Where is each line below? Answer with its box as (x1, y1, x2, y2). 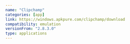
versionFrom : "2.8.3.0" (5, 26, 57, 31)
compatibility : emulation (5, 21, 61, 27)
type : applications (5, 31, 47, 36)
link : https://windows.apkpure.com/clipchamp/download (5, 17, 125, 22)
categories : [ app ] (5, 12, 45, 17)
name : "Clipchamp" (5, 7, 45, 13)
